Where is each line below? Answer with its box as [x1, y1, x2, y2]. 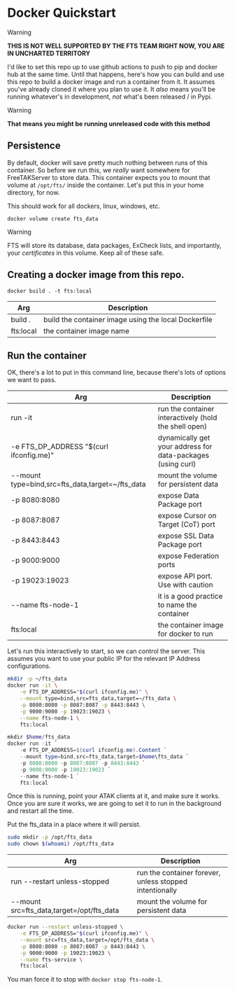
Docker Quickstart [7, 5, 117, 21]
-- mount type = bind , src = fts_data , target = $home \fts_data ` [20, 753, 190, 760]
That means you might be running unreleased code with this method [7, 119, 211, 127]
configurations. [7, 662, 51, 670]
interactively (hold [157, 413, 218, 423]
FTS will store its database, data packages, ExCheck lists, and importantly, [7, 241, 222, 249]
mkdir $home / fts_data [7, 734, 71, 741]
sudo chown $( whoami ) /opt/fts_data [7, 840, 114, 848]
